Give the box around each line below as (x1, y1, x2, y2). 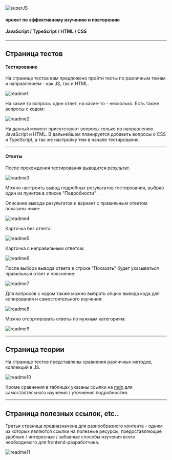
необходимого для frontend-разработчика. (5, 439, 100, 446)
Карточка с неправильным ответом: (5, 245, 85, 251)
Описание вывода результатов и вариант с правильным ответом (5, 200, 148, 206)
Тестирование (5, 64, 38, 70)
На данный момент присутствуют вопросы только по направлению (5, 126, 154, 132)
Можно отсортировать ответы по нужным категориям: (5, 315, 126, 322)
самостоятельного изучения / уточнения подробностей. (5, 390, 129, 396)
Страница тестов (5, 49, 63, 58)
